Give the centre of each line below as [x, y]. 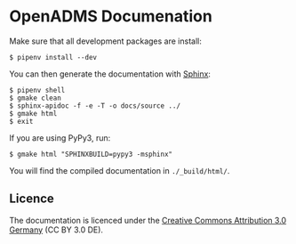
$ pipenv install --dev [53, 57]
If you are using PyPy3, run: [60, 138]
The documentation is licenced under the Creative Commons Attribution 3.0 [148, 220]
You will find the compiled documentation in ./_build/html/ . [120, 170]
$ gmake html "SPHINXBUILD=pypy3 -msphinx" [91, 154]
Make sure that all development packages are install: [105, 41]
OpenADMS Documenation [111, 16]
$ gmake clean [36, 98]
